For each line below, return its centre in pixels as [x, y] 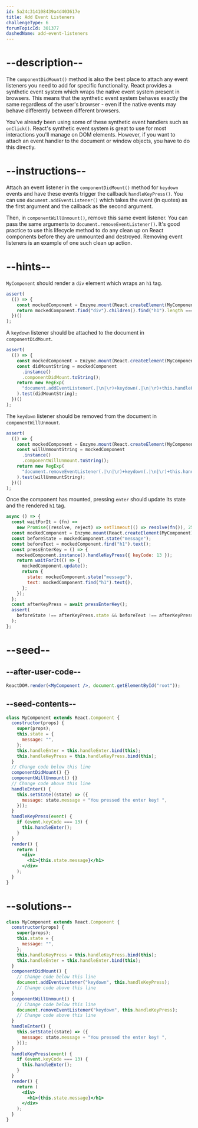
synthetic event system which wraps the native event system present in [93, 92]
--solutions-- [39, 906]
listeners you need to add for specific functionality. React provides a [89, 86]
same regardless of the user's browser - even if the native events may [91, 105]
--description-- [45, 63]
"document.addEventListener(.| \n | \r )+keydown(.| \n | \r [89, 388]
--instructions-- [46, 171]
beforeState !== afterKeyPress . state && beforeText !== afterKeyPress [105, 615]
